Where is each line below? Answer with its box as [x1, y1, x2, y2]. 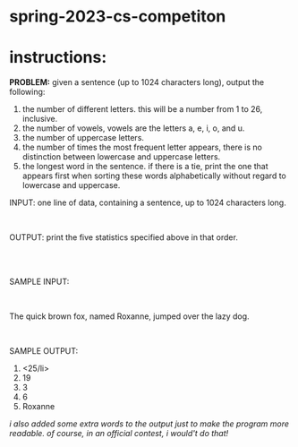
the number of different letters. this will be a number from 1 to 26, [21, 104, 263, 115]
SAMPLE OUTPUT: [9, 346, 79, 357]
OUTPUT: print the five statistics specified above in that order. [9, 232, 239, 243]
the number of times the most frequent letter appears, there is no [21, 142, 262, 153]
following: [9, 87, 46, 98]
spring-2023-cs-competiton [9, 6, 226, 27]
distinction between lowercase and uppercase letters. [21, 151, 221, 162]
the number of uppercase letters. [21, 133, 145, 143]
